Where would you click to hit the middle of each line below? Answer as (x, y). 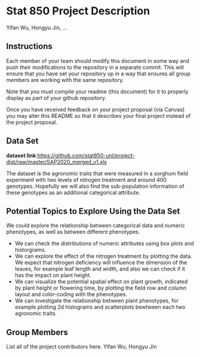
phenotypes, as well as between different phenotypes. (73, 232)
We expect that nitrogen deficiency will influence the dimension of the (101, 263)
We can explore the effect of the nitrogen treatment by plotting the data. (103, 256)
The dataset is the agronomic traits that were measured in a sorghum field (97, 173)
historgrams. (30, 250)
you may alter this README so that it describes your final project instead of (99, 115)
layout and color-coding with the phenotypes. (71, 294)
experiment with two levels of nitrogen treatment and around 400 (87, 179)
